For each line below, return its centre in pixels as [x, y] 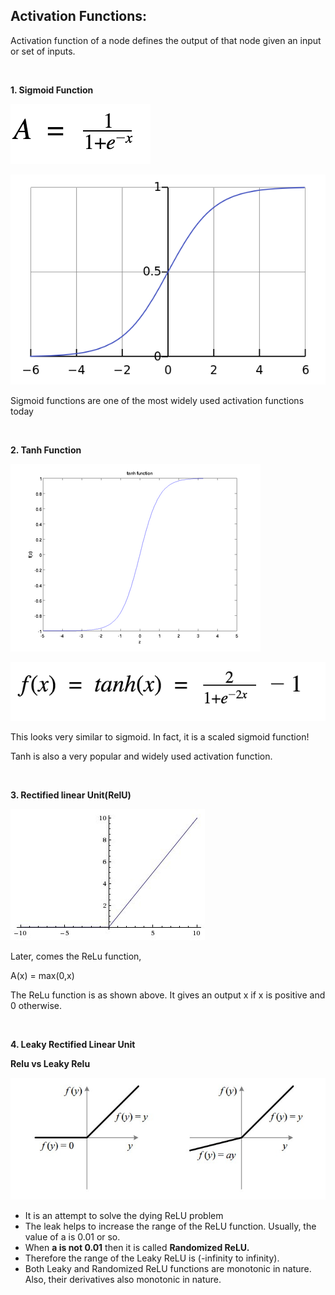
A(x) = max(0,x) [42, 975]
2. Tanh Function [46, 450]
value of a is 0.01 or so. [72, 1237]
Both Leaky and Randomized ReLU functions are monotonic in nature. [168, 1269]
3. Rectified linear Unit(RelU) [71, 795]
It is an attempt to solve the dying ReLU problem [124, 1216]
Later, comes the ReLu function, [76, 956]
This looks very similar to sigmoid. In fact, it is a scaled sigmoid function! [160, 736]
